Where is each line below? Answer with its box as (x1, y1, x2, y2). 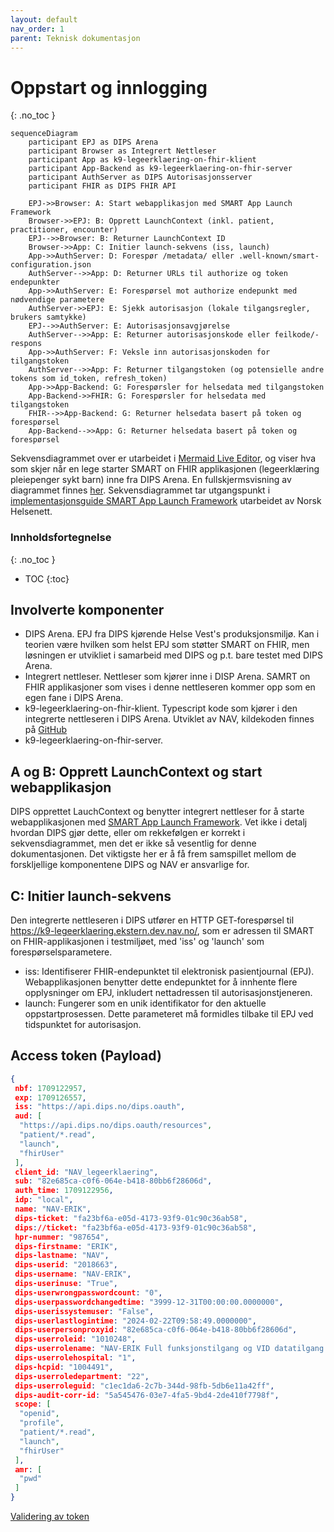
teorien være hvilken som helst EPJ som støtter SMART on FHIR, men (24, 639, 310, 651)
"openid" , (19, 1409, 60, 1419)
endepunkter (10, 277, 60, 288)
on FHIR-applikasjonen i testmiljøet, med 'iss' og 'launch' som (10, 936, 265, 948)
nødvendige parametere (10, 295, 105, 305)
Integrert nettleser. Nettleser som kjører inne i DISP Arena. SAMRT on (24, 671, 311, 683)
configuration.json (10, 260, 92, 270)
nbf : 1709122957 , (14, 1083, 87, 1093)
